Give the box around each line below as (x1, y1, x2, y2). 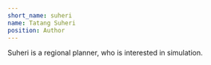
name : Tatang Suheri (7, 19, 77, 27)
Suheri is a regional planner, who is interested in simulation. (7, 48, 203, 58)
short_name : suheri (7, 11, 73, 20)
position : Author (7, 26, 66, 34)
